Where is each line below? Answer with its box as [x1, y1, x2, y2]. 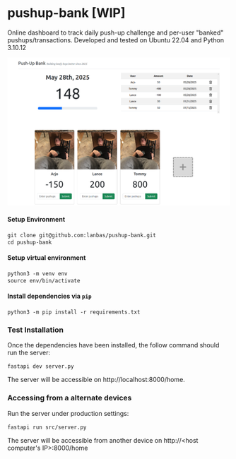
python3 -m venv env [7, 270, 69, 277]
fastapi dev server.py [7, 363, 74, 370]
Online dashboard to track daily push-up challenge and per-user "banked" [7, 28, 224, 37]
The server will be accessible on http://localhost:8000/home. [7, 376, 185, 384]
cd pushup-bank [7, 239, 52, 246]
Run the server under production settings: [7, 409, 129, 417]
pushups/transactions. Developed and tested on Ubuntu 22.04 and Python [7, 35, 225, 44]
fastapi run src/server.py [7, 424, 87, 431]
